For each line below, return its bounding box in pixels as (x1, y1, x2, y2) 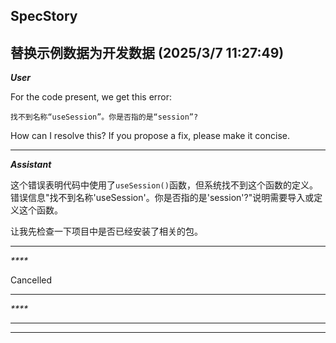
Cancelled (10, 274, 53, 286)
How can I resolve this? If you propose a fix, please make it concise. (10, 130, 290, 142)
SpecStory (10, 8, 78, 25)
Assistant (10, 159, 52, 171)
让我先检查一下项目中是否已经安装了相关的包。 (10, 225, 203, 238)
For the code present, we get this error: (10, 91, 173, 103)
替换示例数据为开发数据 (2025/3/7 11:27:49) (10, 44, 285, 61)
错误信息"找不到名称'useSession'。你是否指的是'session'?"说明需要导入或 (10, 192, 315, 204)
